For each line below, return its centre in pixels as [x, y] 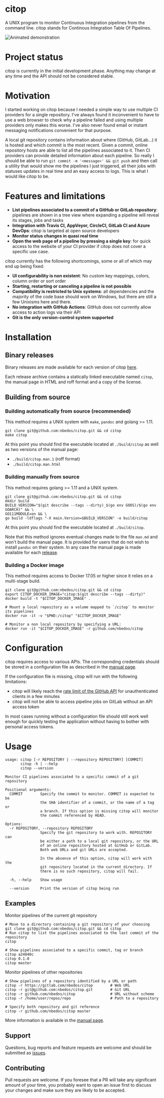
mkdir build [17, 501]
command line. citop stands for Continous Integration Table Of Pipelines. [78, 27]
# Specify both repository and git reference [52, 1007]
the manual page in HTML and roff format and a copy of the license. [73, 382]
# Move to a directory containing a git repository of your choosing [78, 924]
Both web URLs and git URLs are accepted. [84, 850]
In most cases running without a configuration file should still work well [77, 716]
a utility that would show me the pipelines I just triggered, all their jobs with [80, 166]
